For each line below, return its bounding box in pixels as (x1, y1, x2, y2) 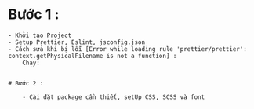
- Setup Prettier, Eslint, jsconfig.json (8, 38, 146, 46)
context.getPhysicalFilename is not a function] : (8, 52, 177, 60)
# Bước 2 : (8, 79, 44, 87)
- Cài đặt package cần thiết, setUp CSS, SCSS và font (22, 93, 205, 101)
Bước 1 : (8, 5, 60, 24)
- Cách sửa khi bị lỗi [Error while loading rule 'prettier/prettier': (8, 45, 247, 53)
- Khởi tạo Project (8, 31, 72, 39)
